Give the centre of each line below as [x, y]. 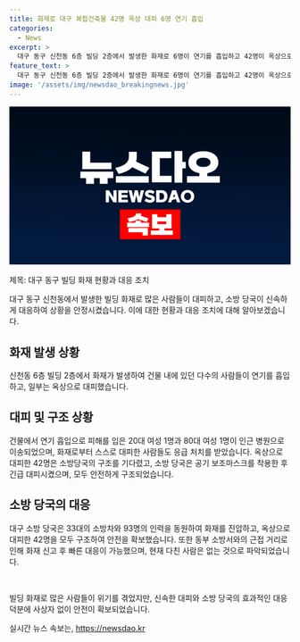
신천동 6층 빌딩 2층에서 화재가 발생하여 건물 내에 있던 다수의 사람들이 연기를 [142, 376]
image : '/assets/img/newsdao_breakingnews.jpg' [100, 85]
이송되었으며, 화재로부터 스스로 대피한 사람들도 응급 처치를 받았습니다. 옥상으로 [146, 452]
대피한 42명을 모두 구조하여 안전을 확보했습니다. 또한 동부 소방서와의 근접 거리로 [149, 539]
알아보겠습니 [263, 310]
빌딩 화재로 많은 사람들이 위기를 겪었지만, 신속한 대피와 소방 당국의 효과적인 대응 [149, 597]
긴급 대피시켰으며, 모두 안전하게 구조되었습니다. [92, 474]
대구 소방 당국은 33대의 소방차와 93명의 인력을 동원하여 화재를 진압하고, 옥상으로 [150, 528]
